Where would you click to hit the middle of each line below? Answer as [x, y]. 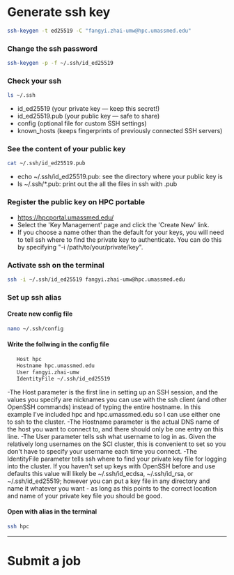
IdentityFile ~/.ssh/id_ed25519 [63, 378]
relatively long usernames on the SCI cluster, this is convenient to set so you [117, 444]
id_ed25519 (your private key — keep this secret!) [88, 109]
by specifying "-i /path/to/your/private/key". [80, 247]
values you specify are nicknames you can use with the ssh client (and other [117, 399]
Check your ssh [34, 81]
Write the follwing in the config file [58, 344]
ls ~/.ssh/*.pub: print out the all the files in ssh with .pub [97, 184]
